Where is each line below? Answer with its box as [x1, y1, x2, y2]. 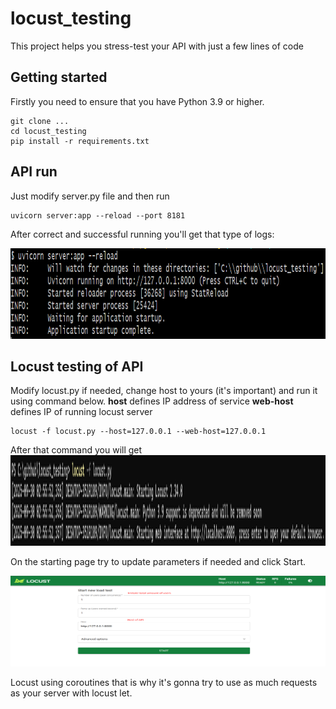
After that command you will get [10, 444, 143, 456]
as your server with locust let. [10, 687, 133, 699]
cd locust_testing [10, 126, 87, 136]
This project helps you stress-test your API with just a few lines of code [10, 40, 304, 52]
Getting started [10, 69, 108, 86]
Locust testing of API [10, 358, 144, 375]
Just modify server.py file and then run [10, 190, 170, 202]
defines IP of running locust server [10, 406, 153, 418]
